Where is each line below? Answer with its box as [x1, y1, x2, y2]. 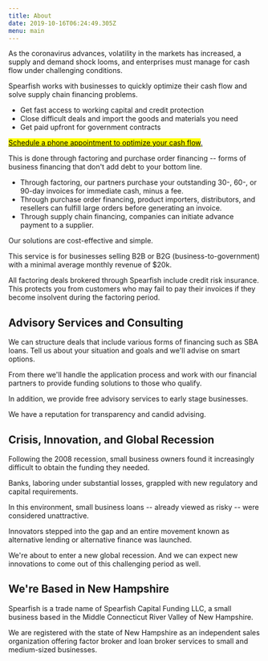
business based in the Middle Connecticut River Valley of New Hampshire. [8, 612, 254, 622]
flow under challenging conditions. [8, 66, 123, 75]
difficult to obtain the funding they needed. [8, 463, 150, 472]
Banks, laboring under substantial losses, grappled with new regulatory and [8, 479, 258, 488]
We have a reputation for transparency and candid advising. [8, 410, 206, 419]
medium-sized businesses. [8, 644, 98, 655]
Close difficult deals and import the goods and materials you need [19, 114, 238, 124]
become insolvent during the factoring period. [8, 292, 160, 302]
